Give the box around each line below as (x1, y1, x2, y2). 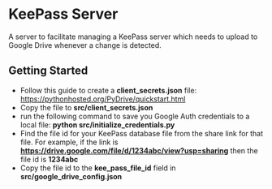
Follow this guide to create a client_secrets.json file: (19, 85, 197, 95)
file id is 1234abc (19, 154, 79, 164)
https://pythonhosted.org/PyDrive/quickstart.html (19, 94, 186, 104)
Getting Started (8, 64, 89, 78)
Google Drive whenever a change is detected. (8, 40, 162, 49)
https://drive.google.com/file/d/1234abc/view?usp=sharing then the (19, 145, 258, 155)
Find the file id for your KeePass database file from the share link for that (19, 128, 264, 138)
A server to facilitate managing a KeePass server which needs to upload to (8, 32, 258, 41)
